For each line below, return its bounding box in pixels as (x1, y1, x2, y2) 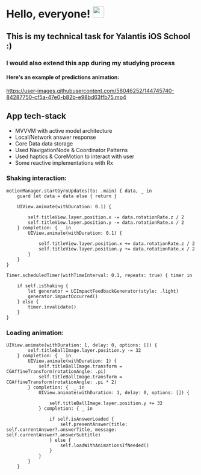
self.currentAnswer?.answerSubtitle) (6, 432, 101, 438)
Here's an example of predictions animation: (6, 74, 120, 81)
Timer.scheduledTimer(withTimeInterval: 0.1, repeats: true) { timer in (6, 272, 193, 278)
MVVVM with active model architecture (14, 127, 113, 134)
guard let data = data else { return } (17, 193, 117, 199)
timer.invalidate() (28, 304, 77, 310)
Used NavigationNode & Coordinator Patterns (14, 146, 128, 153)
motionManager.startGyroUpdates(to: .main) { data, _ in (6, 188, 152, 194)
